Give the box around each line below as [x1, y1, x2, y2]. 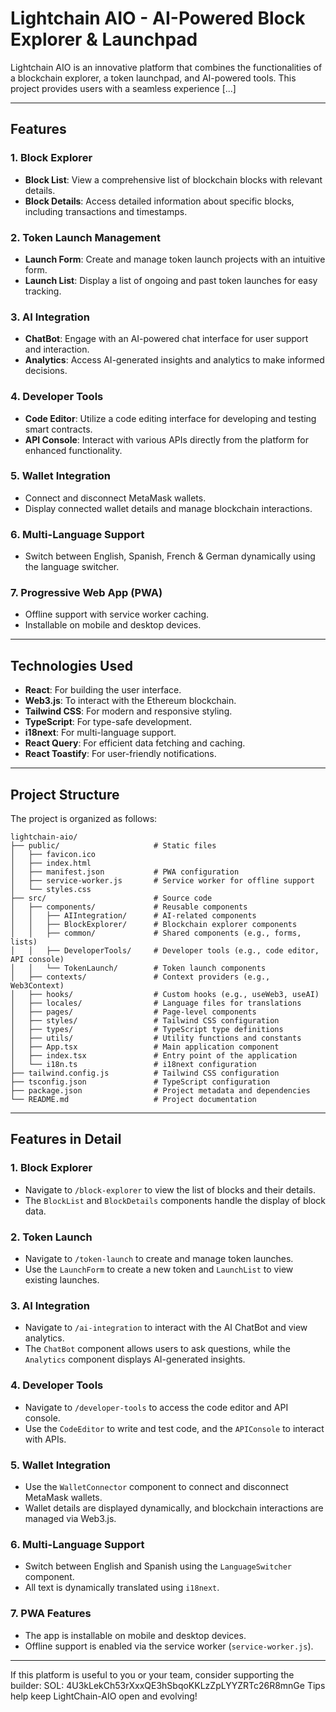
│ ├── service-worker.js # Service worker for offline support [10, 876, 315, 886]
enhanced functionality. [24, 444, 123, 456]
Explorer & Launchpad [10, 28, 198, 51]
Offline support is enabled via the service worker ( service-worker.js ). [24, 1640, 314, 1652]
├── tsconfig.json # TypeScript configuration [10, 1077, 271, 1087]
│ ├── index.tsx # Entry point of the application [10, 1051, 298, 1061]
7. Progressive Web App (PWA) [10, 586, 163, 600]
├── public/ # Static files [10, 841, 217, 851]
